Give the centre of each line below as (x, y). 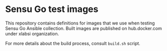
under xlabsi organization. (32, 33)
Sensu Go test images (52, 9)
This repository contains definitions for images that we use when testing (80, 23)
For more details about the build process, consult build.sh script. (73, 43)
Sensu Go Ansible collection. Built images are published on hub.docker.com (83, 28)
